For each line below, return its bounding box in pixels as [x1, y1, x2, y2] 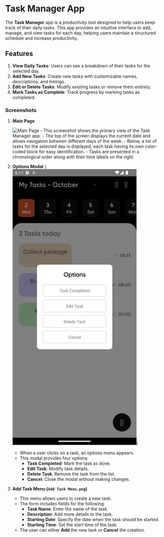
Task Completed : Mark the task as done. [27, 461, 111, 467]
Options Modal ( [12, 164, 47, 170]
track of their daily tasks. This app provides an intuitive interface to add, [5, 24, 152, 30]
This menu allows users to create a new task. [19, 495, 112, 501]
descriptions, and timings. [12, 78, 65, 84]
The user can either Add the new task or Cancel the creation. [19, 527, 145, 533]
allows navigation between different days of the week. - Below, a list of [12, 138, 157, 144]
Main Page [12, 118, 35, 124]
